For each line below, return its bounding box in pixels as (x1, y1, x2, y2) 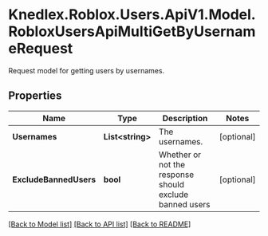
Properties (8, 89, 62, 103)
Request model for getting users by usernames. (8, 65, 165, 75)
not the (158, 159, 186, 170)
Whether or (158, 149, 202, 160)
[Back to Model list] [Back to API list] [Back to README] (8, 219, 191, 229)
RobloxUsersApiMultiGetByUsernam (8, 22, 256, 41)
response (158, 169, 194, 180)
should (158, 179, 185, 190)
